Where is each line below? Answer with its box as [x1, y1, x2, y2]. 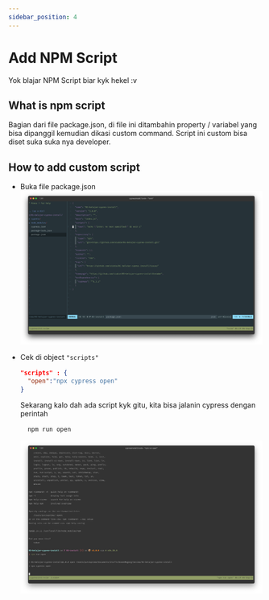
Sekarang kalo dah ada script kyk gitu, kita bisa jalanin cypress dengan [19, 400, 256, 410]
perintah [19, 409, 48, 419]
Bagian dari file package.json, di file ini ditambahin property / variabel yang [8, 120, 258, 130]
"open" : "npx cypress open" [27, 377, 118, 386]
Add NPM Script [8, 48, 118, 67]
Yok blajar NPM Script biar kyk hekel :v [8, 75, 138, 85]
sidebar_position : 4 [8, 13, 78, 21]
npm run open [27, 425, 72, 434]
